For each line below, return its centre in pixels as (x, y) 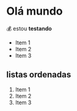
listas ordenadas (39, 75)
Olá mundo (35, 11)
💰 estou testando (29, 28)
